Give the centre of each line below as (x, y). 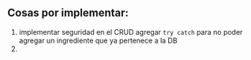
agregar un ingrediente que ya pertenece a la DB (98, 40)
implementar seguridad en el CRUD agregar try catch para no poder (131, 32)
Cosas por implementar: (68, 13)
